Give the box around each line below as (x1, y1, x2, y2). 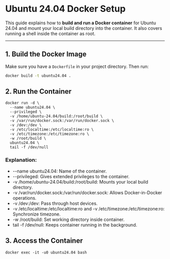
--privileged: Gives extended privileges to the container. (12, 173, 130, 180)
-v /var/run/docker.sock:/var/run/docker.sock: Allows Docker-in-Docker (12, 189, 162, 195)
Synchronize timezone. (12, 211, 61, 217)
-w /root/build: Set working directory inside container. (12, 216, 125, 223)
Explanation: (5, 156, 37, 163)
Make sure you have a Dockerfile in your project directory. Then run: (5, 63, 149, 69)
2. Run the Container (5, 87, 72, 96)
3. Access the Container (5, 236, 83, 245)
